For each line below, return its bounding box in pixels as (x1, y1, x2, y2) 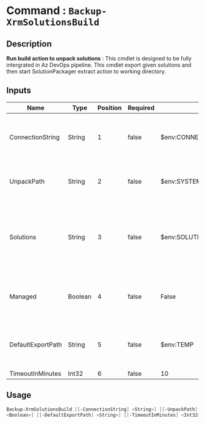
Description (6, 38, 52, 49)
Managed (9, 292, 37, 301)
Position (97, 103, 122, 112)
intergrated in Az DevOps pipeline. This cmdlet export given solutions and (6, 62, 192, 68)
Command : (6, 4, 67, 18)
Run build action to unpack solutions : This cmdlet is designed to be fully (6, 55, 192, 62)
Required (128, 103, 155, 112)
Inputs (6, 85, 32, 96)
